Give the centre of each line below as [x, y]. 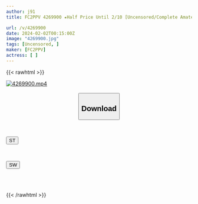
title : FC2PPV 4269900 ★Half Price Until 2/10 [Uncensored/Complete [92, 17]
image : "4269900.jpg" [33, 39]
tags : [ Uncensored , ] [33, 44]
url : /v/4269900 [26, 28]
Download [99, 109]
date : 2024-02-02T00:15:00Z [41, 33]
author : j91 [21, 12]
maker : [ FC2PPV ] [26, 50]
